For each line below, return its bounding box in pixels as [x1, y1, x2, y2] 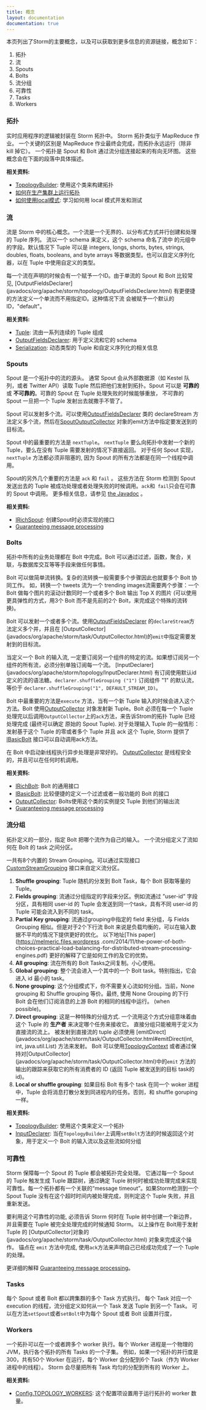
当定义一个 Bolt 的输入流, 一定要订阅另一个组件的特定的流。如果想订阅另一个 [6, 654, 200, 661]
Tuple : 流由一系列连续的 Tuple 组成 [15, 329, 104, 336]
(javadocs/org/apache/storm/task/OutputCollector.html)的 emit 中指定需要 [6, 633, 191, 640]
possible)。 [15, 1005, 45, 1012]
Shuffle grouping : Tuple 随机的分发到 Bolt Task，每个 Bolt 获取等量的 [15, 877, 191, 885]
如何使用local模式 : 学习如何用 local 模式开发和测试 [15, 196, 142, 204]
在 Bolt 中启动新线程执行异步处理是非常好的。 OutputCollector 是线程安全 [6, 749, 192, 756]
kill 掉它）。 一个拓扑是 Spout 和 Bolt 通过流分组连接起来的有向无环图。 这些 [6, 147, 196, 154]
